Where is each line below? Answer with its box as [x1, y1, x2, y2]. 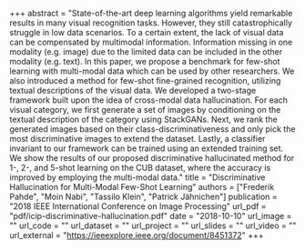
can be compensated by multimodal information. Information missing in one [9, 36, 293, 47]
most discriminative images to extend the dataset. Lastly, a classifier [9, 134, 266, 144]
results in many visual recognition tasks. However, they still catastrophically [9, 17, 293, 28]
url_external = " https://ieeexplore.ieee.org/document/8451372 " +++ [9, 230, 264, 240]
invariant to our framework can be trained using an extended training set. [9, 143, 284, 154]
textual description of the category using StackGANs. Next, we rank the [9, 114, 278, 125]
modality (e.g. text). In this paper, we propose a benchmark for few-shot [9, 56, 280, 66]
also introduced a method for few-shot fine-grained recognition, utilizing [9, 75, 281, 85]
